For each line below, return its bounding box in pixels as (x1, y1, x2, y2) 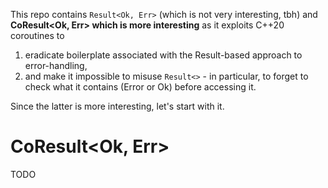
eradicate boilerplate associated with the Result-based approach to (24, 49, 303, 61)
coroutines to (10, 30, 65, 41)
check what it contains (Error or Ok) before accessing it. (24, 81, 257, 93)
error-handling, (24, 60, 88, 71)
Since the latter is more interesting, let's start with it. (10, 100, 225, 112)
